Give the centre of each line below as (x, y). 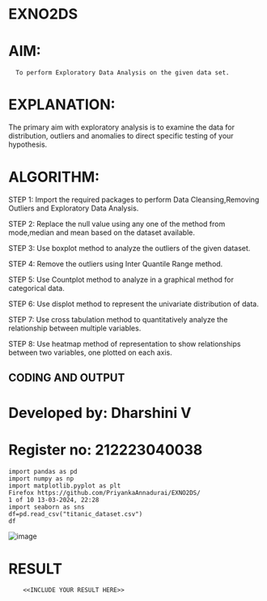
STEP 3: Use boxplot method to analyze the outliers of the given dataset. (129, 248)
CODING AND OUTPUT (67, 378)
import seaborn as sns (47, 507)
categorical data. (36, 288)
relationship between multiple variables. (75, 328)
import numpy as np (41, 479)
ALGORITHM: (54, 177)
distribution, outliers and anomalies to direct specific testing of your (121, 136)
